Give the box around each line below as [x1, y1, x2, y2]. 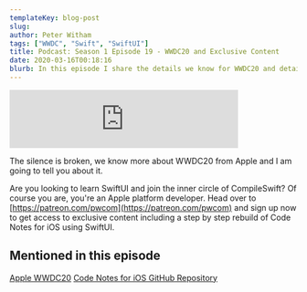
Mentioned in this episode [9, 248, 162, 264]
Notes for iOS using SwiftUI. [9, 221, 115, 233]
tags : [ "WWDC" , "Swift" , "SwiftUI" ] [9, 38, 149, 48]
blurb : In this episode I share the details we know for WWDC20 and [9, 65, 276, 74]
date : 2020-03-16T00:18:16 [9, 56, 112, 65]
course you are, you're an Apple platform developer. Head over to [9, 193, 257, 203]
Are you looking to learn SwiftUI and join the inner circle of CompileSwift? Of [9, 182, 297, 193]
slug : [9, 22, 30, 31]
